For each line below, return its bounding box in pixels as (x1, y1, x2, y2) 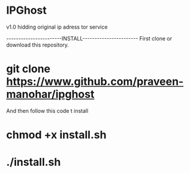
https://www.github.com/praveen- (6, 75, 184, 88)
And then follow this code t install (6, 107, 89, 114)
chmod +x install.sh (6, 128, 107, 142)
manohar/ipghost (6, 88, 95, 101)
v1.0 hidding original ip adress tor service (6, 23, 108, 30)
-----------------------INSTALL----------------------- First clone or (6, 35, 173, 42)
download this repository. (6, 41, 69, 48)
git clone (6, 62, 51, 76)
